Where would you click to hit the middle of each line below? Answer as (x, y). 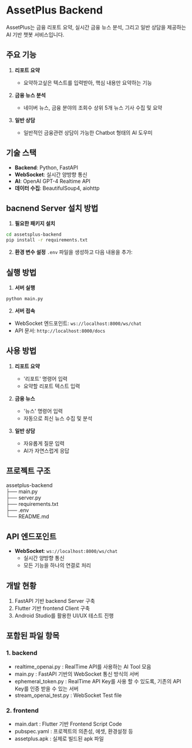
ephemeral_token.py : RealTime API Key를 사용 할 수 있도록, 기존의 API (98, 681)
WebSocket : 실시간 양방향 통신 (51, 175)
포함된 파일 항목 (33, 636)
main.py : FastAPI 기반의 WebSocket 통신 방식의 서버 (77, 674)
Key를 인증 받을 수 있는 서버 (46, 689)
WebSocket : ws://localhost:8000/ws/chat (66, 551)
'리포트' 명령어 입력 (45, 378)
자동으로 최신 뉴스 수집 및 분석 (58, 418)
